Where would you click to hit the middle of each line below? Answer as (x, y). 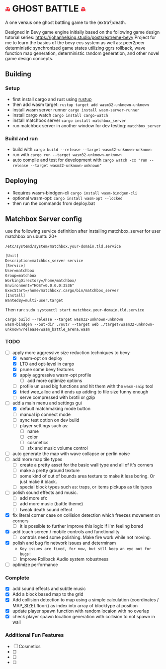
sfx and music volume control (57, 448)
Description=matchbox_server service (44, 261)
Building (18, 74)
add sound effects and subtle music (49, 589)
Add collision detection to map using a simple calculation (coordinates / (85, 600)
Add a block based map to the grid (48, 594)
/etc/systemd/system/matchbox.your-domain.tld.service (63, 246)
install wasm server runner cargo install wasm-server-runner (76, 109)
